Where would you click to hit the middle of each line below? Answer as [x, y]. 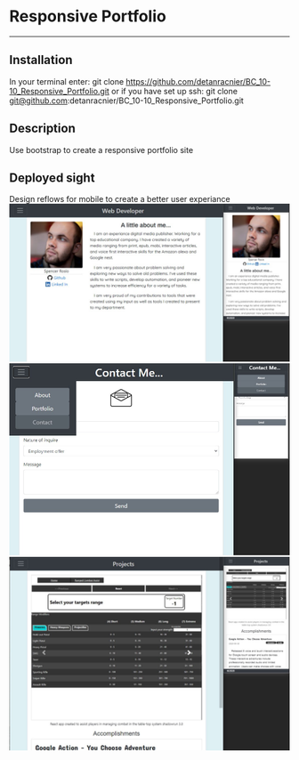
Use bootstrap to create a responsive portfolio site [101, 150]
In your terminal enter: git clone [67, 81]
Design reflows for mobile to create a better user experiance [120, 199]
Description [42, 129]
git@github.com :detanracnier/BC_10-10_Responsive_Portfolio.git [127, 101]
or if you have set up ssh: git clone [174, 91]
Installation [41, 60]
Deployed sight [52, 178]
